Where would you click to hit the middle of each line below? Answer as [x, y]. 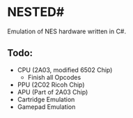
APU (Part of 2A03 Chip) [53, 92]
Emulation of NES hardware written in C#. [67, 31]
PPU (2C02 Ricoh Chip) [51, 85]
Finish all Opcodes [54, 77]
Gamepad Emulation [46, 107]
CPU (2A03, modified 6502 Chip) [65, 69]
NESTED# [36, 12]
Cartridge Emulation [46, 99]
